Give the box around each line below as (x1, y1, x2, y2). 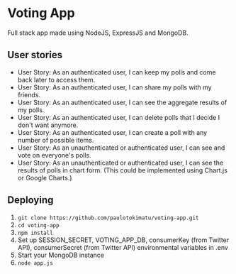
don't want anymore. (17, 121, 79, 129)
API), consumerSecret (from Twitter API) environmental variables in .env (17, 243, 229, 251)
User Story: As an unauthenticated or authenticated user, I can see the (17, 158, 224, 167)
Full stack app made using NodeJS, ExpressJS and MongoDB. (7, 28, 189, 37)
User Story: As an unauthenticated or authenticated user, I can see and (17, 143, 225, 152)
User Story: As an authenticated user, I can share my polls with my (17, 83, 212, 92)
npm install (17, 229, 53, 236)
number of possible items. (17, 136, 94, 144)
